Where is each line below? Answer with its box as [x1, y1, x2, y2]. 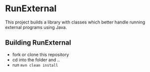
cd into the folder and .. [12, 57, 60, 63]
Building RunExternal [5, 39, 72, 47]
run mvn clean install [12, 62, 58, 68]
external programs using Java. [5, 24, 67, 30]
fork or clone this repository [12, 51, 69, 57]
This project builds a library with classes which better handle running [5, 19, 146, 25]
